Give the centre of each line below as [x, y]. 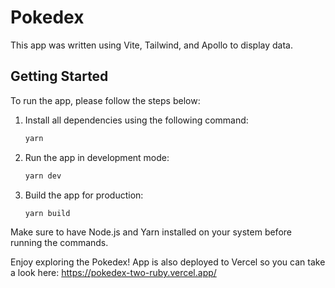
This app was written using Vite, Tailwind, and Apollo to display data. [151, 45]
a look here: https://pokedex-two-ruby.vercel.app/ [113, 273]
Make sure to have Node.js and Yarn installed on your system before [151, 232]
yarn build [47, 213]
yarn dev [43, 176]
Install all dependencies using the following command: [136, 120]
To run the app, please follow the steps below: [105, 100]
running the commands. [59, 243]
